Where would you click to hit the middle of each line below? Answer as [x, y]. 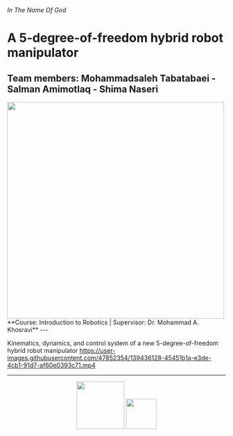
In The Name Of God [37, 10]
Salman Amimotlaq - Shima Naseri [83, 89]
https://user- [97, 350]
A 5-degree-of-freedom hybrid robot [115, 38]
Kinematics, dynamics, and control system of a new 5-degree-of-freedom [113, 343]
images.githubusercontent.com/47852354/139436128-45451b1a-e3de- [109, 358]
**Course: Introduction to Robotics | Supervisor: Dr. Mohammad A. [103, 322]
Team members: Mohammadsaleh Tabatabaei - [112, 78]
